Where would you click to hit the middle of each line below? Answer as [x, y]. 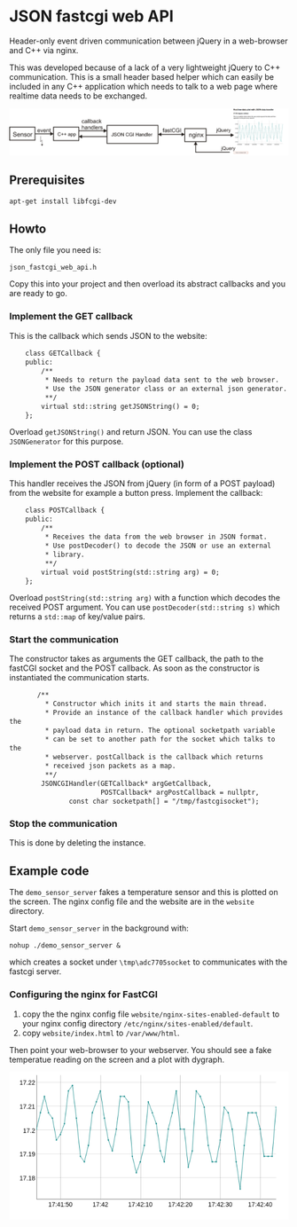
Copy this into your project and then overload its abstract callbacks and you [148, 284]
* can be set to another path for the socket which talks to [160, 739]
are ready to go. [39, 294]
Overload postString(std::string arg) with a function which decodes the [145, 597]
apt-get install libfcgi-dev [63, 201]
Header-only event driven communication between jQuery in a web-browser [148, 41]
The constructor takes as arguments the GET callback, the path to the [137, 659]
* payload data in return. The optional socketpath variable [160, 731]
